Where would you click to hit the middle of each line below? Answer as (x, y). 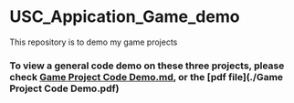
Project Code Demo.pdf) (64, 88)
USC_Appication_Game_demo (125, 17)
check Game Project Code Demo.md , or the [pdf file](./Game (147, 77)
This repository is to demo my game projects (94, 42)
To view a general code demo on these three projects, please (147, 66)
